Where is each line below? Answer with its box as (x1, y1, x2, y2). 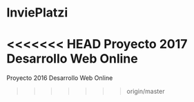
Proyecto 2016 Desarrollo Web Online (6, 74, 113, 82)
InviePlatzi (6, 5, 68, 21)
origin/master (126, 88, 165, 96)
